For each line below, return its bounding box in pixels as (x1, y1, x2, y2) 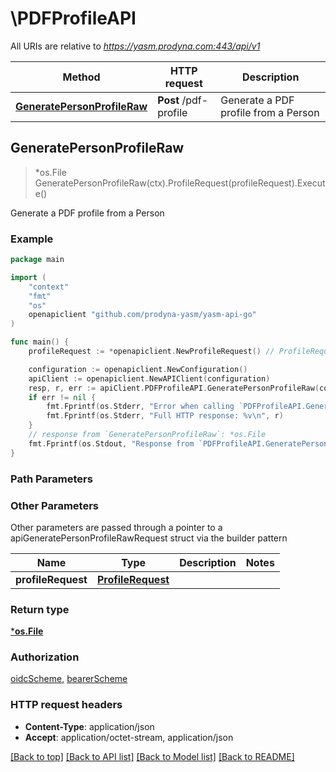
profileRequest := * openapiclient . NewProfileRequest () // (28, 347, 275, 357)
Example (10, 232, 54, 246)
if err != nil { (28, 392, 97, 402)
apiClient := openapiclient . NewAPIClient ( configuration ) (28, 373, 271, 384)
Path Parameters (10, 472, 93, 486)
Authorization (10, 650, 80, 664)
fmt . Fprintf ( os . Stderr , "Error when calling (46, 402, 235, 412)
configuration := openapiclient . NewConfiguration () (28, 364, 248, 374)
